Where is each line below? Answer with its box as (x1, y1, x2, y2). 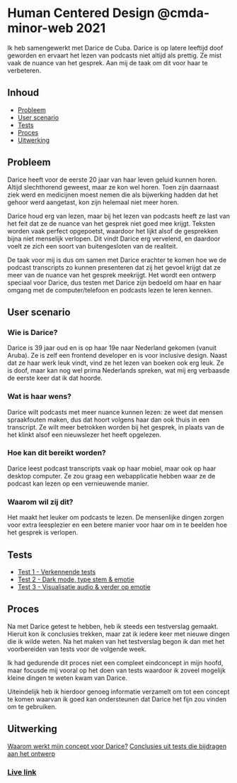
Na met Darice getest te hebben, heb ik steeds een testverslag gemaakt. (7, 622, 219, 630)
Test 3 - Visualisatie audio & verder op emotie (17, 582, 151, 591)
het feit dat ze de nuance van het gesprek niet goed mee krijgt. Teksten (7, 219, 216, 228)
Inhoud (7, 87, 40, 99)
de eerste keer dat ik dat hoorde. (7, 374, 103, 383)
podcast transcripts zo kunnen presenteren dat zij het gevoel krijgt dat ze (7, 263, 221, 271)
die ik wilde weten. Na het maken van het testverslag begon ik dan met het (7, 637, 225, 645)
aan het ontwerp (7, 749, 55, 757)
